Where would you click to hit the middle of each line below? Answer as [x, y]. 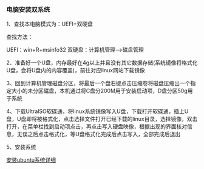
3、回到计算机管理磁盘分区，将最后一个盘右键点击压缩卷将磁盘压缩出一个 [98, 83]
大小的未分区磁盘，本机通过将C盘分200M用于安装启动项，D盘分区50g [99, 91]
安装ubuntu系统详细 [31, 160]
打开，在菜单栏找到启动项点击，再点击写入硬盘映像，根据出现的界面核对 [97, 126]
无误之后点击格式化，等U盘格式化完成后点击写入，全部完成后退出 [99, 134]
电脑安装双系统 [28, 9]
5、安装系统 [21, 147]
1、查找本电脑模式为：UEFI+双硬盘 [49, 24]
